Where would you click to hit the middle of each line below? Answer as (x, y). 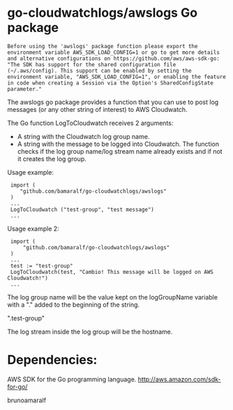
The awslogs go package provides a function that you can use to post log (113, 102)
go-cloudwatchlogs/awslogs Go (102, 13)
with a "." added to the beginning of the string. (74, 305)
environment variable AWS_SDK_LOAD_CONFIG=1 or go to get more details (113, 52)
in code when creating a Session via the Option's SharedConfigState (111, 83)
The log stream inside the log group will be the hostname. (90, 331)
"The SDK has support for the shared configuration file (92, 64)
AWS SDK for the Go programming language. (72, 379)
